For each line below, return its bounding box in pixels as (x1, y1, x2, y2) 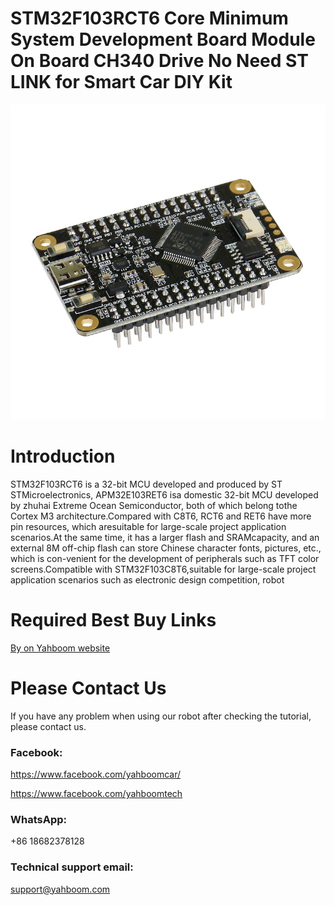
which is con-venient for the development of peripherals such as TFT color (10, 552, 320, 564)
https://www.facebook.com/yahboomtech (10, 788, 183, 800)
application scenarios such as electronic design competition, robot (10, 573, 285, 586)
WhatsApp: (10, 812, 67, 826)
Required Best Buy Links (10, 609, 217, 632)
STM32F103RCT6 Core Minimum (10, 7, 289, 30)
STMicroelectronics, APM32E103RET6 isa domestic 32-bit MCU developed (10, 488, 319, 501)
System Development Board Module (10, 28, 316, 51)
